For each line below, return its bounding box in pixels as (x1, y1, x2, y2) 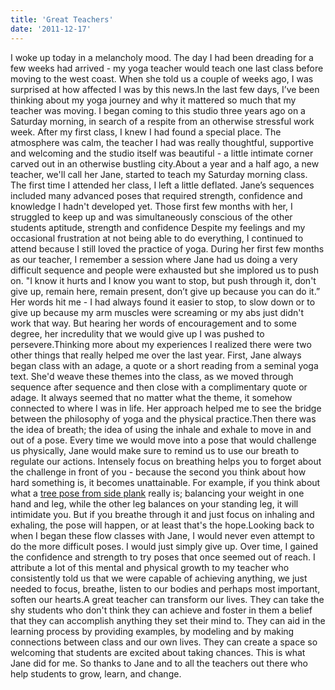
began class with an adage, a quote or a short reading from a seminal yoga (10, 359, 319, 371)
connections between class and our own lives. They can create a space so (10, 636, 318, 648)
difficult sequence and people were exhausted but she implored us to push (10, 264, 320, 276)
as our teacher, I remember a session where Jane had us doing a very (10, 253, 298, 265)
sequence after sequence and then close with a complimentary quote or (10, 381, 308, 393)
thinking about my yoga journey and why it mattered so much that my (10, 94, 297, 106)
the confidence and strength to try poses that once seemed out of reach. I (10, 551, 316, 563)
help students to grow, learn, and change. (10, 667, 182, 680)
